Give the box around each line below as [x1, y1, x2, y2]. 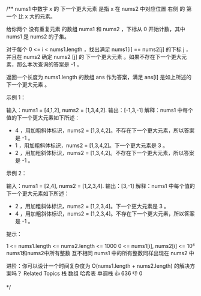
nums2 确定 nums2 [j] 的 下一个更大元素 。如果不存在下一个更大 [23, 53, 182, 60]
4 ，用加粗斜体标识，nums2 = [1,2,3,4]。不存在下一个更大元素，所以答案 [14, 210, 195, 217]
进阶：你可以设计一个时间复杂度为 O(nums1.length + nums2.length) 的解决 [6, 262, 190, 269]
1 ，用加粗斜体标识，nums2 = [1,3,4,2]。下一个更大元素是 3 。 [14, 142, 168, 149]
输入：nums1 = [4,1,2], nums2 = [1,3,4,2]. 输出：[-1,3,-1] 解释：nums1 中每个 [6, 107, 194, 113]
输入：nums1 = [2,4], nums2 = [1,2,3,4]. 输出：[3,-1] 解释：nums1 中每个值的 [6, 183, 195, 189]
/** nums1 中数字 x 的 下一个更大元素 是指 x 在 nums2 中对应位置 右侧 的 [6, 5, 185, 12]
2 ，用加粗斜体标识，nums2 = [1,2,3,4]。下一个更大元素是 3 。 [14, 203, 170, 210]
